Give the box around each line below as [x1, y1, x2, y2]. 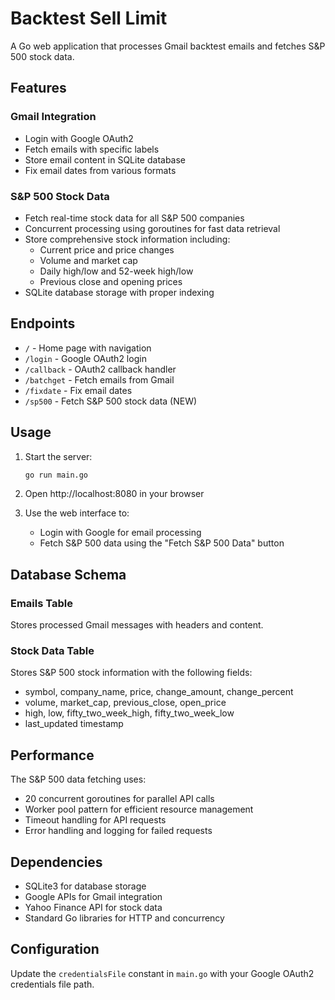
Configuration [10, 941, 100, 958]
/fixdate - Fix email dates [24, 384, 133, 396]
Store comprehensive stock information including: [24, 233, 231, 245]
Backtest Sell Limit [10, 7, 168, 30]
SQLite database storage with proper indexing [24, 286, 215, 298]
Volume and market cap [39, 254, 138, 266]
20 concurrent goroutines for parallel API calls [24, 793, 215, 805]
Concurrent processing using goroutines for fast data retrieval [24, 222, 281, 234]
